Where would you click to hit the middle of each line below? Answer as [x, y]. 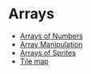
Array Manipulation [51, 44]
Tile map [34, 61]
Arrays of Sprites [47, 53]
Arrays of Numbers [51, 36]
